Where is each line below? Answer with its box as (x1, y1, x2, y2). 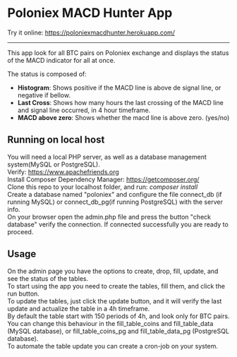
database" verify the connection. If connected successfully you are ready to (7, 220, 229, 229)
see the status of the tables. (7, 274, 89, 283)
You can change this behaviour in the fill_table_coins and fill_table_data (7, 319, 214, 327)
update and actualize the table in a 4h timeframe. (7, 304, 150, 313)
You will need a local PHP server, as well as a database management (7, 152, 207, 161)
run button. (7, 289, 40, 298)
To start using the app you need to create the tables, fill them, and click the (7, 282, 226, 290)
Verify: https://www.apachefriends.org (7, 167, 120, 176)
